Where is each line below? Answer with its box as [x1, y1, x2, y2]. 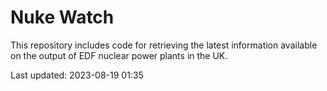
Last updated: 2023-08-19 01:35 [10, 69, 144, 81]
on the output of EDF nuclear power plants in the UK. [10, 49, 228, 61]
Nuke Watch [10, 6, 115, 29]
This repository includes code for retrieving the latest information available [10, 39, 318, 51]
